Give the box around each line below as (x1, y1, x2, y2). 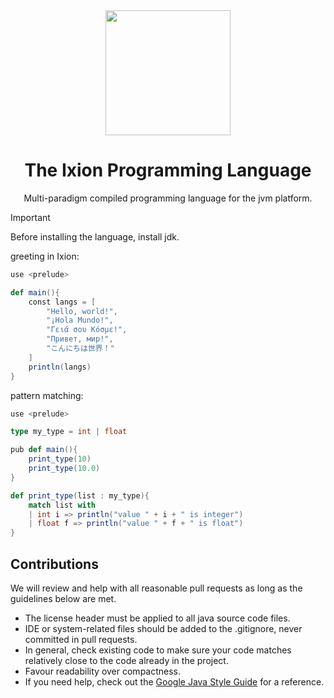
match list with (28, 500, 97, 510)
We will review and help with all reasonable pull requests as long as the (10, 582, 303, 594)
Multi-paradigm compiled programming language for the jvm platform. (23, 192, 313, 204)
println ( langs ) (28, 362, 92, 372)
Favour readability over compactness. (24, 665, 182, 677)
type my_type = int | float (10, 427, 128, 437)
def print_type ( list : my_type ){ (10, 490, 150, 501)
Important (10, 211, 51, 223)
